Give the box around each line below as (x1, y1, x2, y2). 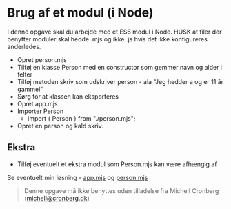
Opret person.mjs (17, 55, 67, 63)
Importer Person (17, 107, 64, 115)
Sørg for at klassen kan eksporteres (17, 92, 119, 101)
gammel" (17, 85, 43, 93)
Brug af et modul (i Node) (7, 5, 154, 21)
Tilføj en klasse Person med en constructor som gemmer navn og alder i (17, 63, 223, 71)
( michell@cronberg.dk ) (23, 194, 90, 202)
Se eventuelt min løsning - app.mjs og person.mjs (7, 173, 148, 181)
